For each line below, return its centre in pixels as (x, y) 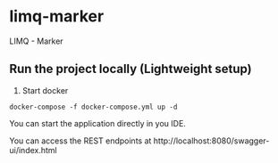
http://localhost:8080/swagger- (211, 141)
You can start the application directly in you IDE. (97, 123)
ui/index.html (33, 150)
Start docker (45, 90)
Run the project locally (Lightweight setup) (131, 69)
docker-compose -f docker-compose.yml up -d (93, 107)
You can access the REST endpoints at (80, 141)
